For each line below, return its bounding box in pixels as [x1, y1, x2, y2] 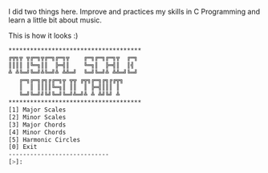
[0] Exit [8, 143, 38, 151]
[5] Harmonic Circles [8, 135, 81, 143]
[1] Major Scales [8, 106, 67, 114]
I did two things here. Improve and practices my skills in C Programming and [8, 7, 261, 16]
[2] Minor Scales [8, 113, 67, 121]
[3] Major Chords [8, 120, 67, 129]
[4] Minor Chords [8, 128, 67, 136]
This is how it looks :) [8, 31, 79, 40]
